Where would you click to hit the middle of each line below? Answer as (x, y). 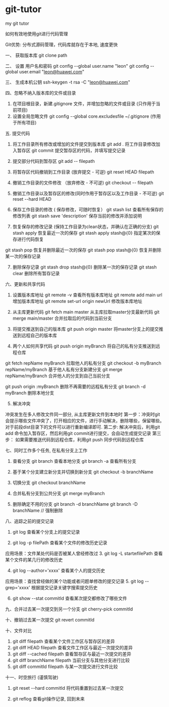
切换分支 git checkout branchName (49, 482)
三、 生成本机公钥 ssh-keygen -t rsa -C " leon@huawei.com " (68, 82)
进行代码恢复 (30, 239)
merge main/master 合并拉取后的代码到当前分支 (62, 318)
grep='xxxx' (18, 587)
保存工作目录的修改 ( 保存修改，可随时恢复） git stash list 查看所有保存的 (88, 209)
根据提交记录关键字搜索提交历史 (64, 587)
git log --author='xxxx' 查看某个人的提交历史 (59, 570)
